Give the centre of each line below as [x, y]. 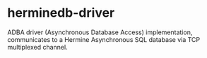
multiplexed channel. [38, 47]
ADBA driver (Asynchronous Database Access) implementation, [100, 32]
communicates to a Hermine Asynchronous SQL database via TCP [104, 39]
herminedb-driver [61, 13]
